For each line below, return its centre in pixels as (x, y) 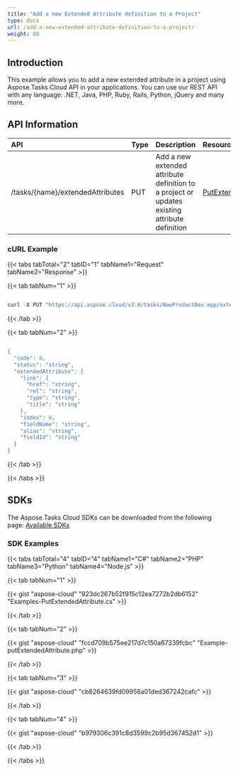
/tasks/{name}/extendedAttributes (68, 192)
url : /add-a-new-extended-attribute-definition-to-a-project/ (101, 27)
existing (169, 210)
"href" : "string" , (53, 384)
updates (169, 201)
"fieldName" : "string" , (55, 424)
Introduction (35, 62)
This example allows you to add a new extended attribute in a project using (117, 80)
